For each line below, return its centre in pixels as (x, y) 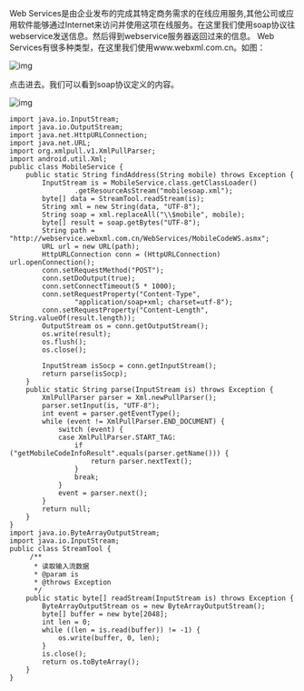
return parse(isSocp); (85, 374)
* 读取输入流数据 (61, 566)
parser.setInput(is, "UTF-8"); (101, 406)
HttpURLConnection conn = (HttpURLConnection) (132, 255)
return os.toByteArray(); (91, 662)
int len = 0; (67, 622)
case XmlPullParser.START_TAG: (117, 437)
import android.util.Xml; (58, 159)
